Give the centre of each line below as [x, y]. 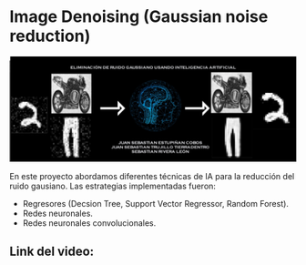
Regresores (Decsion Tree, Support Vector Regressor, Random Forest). [156, 204]
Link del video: [52, 252]
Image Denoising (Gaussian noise [139, 17]
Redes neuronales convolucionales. [89, 223]
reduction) [50, 36]
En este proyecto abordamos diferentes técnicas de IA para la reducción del [152, 176]
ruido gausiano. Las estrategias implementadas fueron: [113, 186]
